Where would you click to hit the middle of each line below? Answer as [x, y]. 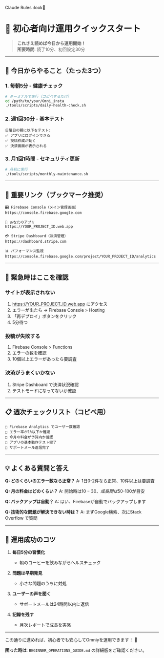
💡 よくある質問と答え [37, 468]
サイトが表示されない [30, 292]
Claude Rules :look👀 [25, 8]
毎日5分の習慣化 [29, 552]
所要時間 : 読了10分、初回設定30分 [51, 49]
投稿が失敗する [23, 336]
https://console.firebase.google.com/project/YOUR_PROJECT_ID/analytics [81, 256]
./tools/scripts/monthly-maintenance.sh [47, 174]
